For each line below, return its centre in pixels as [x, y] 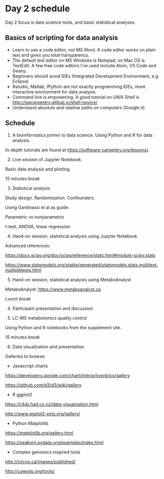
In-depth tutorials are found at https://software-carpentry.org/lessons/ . [77, 150]
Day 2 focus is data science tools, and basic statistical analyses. [70, 22]
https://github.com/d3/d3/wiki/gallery [43, 385]
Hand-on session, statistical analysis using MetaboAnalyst [72, 279]
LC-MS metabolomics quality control [50, 318]
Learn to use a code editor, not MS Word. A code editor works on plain [84, 49]
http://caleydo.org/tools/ [30, 471]
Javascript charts [30, 366]
